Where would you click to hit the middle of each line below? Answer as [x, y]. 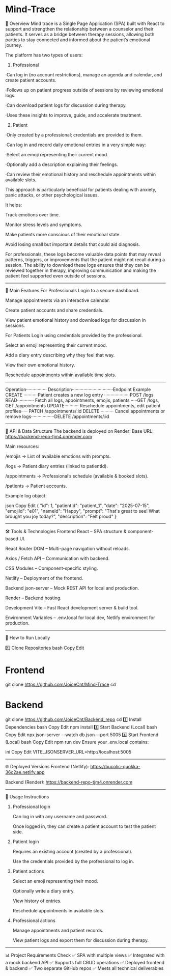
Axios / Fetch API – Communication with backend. [58, 558]
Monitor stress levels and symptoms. [44, 225]
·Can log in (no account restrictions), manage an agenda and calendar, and [84, 74]
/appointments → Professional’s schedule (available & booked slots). [77, 476]
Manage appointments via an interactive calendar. [58, 300]
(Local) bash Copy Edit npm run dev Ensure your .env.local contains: [77, 742]
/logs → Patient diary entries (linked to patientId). [57, 466]
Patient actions [28, 871]
